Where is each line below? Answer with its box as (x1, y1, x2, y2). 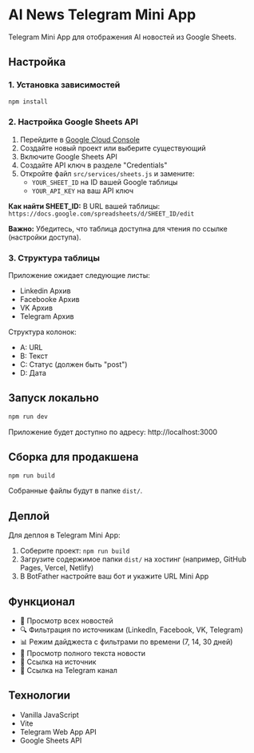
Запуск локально (8, 391, 100, 405)
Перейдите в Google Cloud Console (19, 135, 140, 144)
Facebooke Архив (19, 295, 80, 304)
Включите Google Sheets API (19, 151, 118, 161)
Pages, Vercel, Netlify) (19, 563, 94, 573)
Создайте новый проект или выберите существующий (19, 143, 206, 153)
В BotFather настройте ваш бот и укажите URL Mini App (19, 571, 209, 582)
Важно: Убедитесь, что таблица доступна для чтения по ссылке (8, 223, 228, 233)
